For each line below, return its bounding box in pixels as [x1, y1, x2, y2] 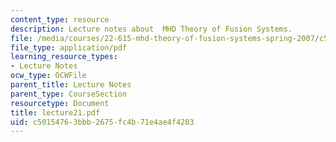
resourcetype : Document [10, 98, 110, 108]
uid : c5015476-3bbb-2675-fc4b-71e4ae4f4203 [10, 117, 195, 127]
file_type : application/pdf [10, 42, 128, 53]
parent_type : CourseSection [10, 89, 128, 99]
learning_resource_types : [10, 52, 118, 62]
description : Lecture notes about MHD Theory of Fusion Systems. [10, 24, 293, 34]
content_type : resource [10, 14, 110, 25]
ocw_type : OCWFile [10, 71, 87, 81]
